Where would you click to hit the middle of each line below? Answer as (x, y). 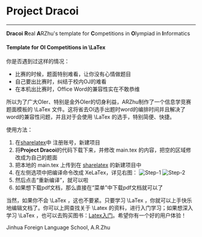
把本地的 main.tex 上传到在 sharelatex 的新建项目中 (78, 165)
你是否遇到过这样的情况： (38, 61)
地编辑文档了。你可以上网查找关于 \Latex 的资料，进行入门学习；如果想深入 (100, 208)
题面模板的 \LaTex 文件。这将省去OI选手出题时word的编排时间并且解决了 (96, 109)
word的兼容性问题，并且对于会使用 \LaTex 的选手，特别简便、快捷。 (91, 117)
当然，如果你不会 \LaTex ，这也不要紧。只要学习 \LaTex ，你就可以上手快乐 (99, 200)
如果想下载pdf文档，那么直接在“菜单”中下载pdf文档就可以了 (89, 188)
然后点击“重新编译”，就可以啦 (52, 180)
